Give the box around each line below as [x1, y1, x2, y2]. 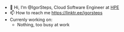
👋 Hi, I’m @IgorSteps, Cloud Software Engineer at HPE [9, 5, 119, 10]
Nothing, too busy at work [17, 22, 70, 27]
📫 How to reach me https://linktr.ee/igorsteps [9, 10, 103, 15]
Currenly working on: [9, 17, 53, 22]
